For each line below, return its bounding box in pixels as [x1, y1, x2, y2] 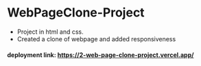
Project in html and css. [16, 27, 84, 36]
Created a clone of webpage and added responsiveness [16, 34, 176, 43]
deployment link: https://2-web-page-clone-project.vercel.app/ [7, 50, 194, 59]
